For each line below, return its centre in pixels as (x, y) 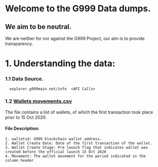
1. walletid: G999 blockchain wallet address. (53, 139)
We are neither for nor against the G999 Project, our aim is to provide (75, 38)
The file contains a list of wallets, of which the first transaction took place (79, 112)
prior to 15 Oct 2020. (26, 117)
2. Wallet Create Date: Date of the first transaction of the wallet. (79, 143)
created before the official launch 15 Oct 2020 (56, 152)
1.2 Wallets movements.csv (39, 101)
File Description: (22, 129)
